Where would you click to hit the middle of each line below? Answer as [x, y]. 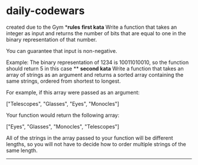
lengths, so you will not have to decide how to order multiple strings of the [96, 144]
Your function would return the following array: [63, 115]
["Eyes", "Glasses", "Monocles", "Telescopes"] [63, 126]
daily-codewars [45, 11]
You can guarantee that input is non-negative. [62, 50]
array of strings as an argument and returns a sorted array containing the [95, 75]
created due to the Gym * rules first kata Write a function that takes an [92, 27]
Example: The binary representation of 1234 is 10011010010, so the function [98, 62]
